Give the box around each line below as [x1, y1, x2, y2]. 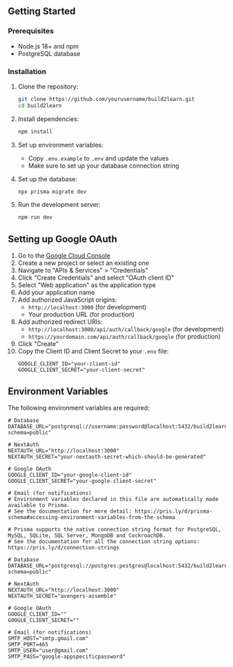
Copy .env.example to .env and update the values [28, 154, 169, 162]
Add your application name [17, 289, 95, 297]
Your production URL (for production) [28, 311, 135, 319]
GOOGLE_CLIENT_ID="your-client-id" [17, 360, 121, 367]
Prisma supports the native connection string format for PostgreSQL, [14, 526, 222, 533]
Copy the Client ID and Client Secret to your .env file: [17, 347, 169, 356]
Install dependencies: [17, 114, 80, 123]
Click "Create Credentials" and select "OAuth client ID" [17, 273, 175, 282]
